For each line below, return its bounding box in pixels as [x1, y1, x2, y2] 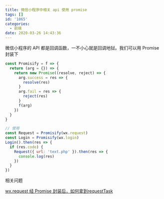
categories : [5, 21, 30, 26]
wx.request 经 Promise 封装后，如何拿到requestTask [5, 188, 113, 194]
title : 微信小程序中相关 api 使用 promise [5, 7, 87, 12]
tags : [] [5, 12, 23, 17]
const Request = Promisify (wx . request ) [5, 130, 88, 135]
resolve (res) [23, 79, 50, 85]
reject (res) [23, 93, 48, 99]
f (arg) [18, 103, 32, 108]
